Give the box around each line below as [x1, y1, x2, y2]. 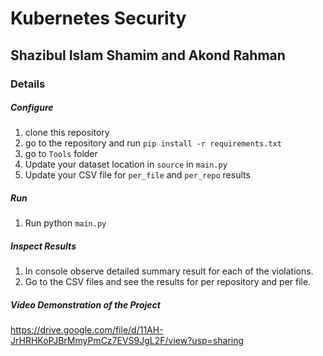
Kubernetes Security [10, 7, 187, 30]
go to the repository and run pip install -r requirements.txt [24, 137, 282, 149]
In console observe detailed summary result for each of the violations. [24, 265, 314, 277]
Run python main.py [24, 217, 107, 229]
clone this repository [24, 127, 110, 139]
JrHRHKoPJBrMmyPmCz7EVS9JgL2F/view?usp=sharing [10, 335, 245, 347]
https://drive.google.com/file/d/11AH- [10, 324, 164, 336]
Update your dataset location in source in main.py [24, 158, 228, 171]
